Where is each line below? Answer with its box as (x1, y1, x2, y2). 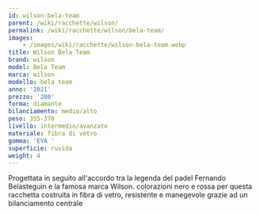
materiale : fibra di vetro (8, 129, 97, 137)
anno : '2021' (8, 85, 52, 94)
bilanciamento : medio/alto (8, 108, 97, 116)
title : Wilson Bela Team (8, 48, 90, 56)
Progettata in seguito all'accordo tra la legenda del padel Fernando (8, 174, 227, 183)
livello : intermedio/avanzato (8, 122, 109, 130)
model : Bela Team (8, 63, 66, 71)
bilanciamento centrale (8, 199, 83, 208)
